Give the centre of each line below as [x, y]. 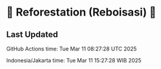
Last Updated [32, 34]
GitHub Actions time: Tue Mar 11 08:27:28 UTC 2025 [72, 49]
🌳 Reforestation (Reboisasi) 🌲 [81, 12]
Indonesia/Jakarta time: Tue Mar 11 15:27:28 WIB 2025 [74, 60]
